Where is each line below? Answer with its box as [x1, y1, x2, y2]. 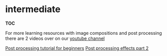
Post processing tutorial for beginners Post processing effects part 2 [5, 45, 149, 51]
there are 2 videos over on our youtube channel [5, 35, 105, 41]
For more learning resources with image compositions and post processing [5, 30, 162, 36]
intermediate [5, 4, 61, 15]
